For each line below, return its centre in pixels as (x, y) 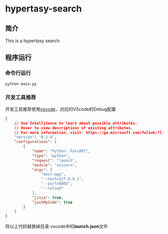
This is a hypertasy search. (33, 41)
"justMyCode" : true (52, 202)
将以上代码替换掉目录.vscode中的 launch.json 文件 (57, 226)
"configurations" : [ (35, 142)
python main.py (21, 84)
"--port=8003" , (56, 184)
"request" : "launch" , (54, 160)
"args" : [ (42, 170)
